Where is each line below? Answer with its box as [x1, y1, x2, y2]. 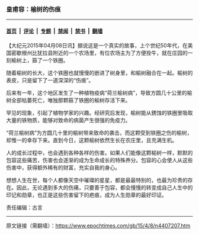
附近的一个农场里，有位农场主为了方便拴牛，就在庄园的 [52, 49, 188, 56]
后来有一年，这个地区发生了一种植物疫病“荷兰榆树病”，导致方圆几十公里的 [6, 89, 188, 96]
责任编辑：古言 [6, 204, 43, 211]
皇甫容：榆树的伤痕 [6, 5, 61, 13]
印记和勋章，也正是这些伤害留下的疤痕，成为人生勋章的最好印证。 [6, 191, 167, 198]
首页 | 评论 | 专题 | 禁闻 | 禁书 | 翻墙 [6, 27, 103, 34]
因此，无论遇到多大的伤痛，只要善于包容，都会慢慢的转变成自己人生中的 [16, 184, 193, 191]
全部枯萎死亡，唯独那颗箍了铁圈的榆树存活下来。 [11, 96, 131, 104]
